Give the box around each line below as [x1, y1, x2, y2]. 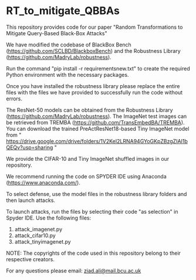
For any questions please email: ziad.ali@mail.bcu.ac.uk [6, 267, 141, 274]
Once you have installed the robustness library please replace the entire [6, 82, 180, 89]
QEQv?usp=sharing [6, 144, 53, 151]
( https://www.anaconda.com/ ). [6, 179, 80, 186]
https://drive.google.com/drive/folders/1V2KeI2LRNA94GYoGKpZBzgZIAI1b [6, 137, 188, 144]
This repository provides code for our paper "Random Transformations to [6, 23, 183, 31]
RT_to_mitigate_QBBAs [6, 4, 120, 18]
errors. [6, 95, 22, 102]
